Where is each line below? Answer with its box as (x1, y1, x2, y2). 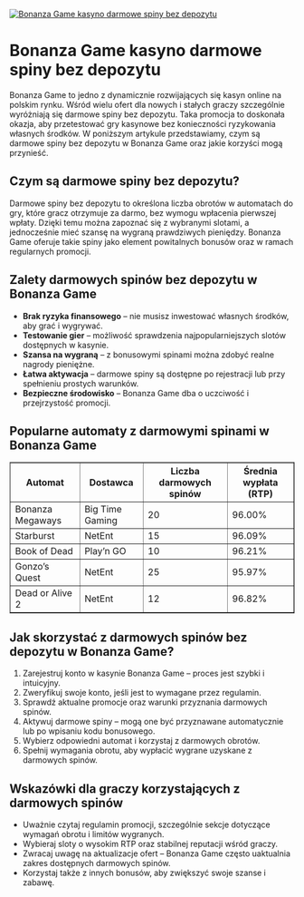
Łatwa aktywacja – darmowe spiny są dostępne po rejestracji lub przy (22, 368, 286, 379)
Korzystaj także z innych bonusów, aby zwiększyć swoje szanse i (22, 867, 267, 878)
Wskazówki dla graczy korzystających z (9, 781, 241, 796)
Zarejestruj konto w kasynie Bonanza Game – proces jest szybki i (22, 668, 265, 679)
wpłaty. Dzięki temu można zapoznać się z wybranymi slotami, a (9, 217, 250, 228)
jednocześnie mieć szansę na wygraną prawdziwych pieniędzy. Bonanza (9, 227, 281, 238)
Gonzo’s (14, 561, 50, 573)
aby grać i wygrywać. (22, 320, 104, 331)
